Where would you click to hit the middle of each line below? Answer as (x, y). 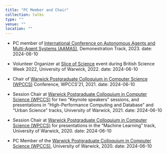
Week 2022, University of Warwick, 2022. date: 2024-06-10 (75, 69)
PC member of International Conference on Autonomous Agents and (84, 43)
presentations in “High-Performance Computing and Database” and (83, 105)
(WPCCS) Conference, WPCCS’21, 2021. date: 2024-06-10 (74, 85)
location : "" (19, 29)
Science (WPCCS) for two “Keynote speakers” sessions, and (76, 100)
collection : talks (25, 15)
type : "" (14, 19)
